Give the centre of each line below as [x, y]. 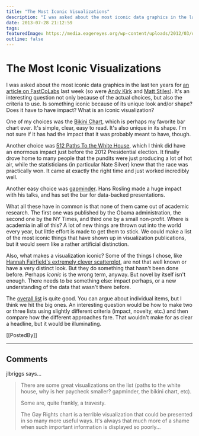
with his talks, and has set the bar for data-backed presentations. [86, 195]
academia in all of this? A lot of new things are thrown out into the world [94, 225]
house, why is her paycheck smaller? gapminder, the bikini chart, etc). [106, 391]
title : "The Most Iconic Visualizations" [58, 12]
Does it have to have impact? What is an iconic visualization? [80, 110]
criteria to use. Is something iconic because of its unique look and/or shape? [99, 104]
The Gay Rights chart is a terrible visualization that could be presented [106, 414]
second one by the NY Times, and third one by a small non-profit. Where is [97, 219]
